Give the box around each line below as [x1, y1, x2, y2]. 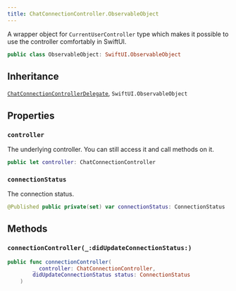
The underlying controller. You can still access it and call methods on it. [7, 145, 215, 153]
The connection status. [7, 190, 75, 198]
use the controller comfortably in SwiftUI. [7, 37, 127, 46]
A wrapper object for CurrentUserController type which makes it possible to [7, 30, 229, 38]
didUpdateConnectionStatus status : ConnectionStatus [32, 271, 191, 279]
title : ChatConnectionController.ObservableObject [7, 10, 159, 18]
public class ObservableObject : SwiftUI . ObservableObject [7, 51, 181, 58]
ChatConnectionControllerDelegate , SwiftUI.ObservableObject [7, 89, 188, 97]
